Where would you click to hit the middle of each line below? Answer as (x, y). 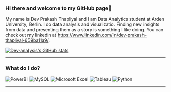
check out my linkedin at (31, 35)
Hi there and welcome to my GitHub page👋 (59, 8)
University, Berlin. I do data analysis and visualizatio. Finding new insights (82, 24)
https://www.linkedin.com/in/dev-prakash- (102, 35)
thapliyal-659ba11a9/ (27, 40)
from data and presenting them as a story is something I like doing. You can (84, 30)
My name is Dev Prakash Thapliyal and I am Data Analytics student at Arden (85, 19)
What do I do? (23, 68)
